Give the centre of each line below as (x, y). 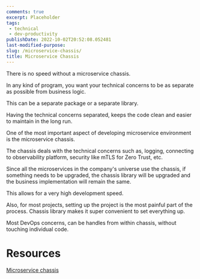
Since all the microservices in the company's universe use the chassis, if (96, 169)
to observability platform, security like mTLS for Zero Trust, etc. (85, 157)
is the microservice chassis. (41, 139)
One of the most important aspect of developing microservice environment (99, 133)
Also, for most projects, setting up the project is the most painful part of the (100, 205)
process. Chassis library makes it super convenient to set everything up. (95, 211)
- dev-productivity (33, 34)
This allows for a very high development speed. (65, 193)
